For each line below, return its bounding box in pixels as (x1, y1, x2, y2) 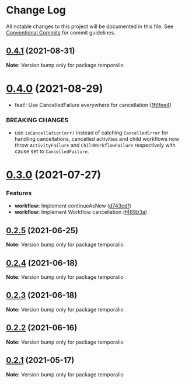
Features (6, 189, 32, 198)
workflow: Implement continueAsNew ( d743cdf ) (14, 202, 131, 209)
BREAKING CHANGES (6, 116, 69, 124)
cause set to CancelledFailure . (14, 147, 89, 155)
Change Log (6, 4, 66, 17)
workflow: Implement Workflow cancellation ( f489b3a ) (14, 209, 148, 216)
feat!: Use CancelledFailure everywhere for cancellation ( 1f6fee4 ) (14, 101, 172, 108)
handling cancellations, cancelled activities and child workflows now (14, 135, 180, 142)
